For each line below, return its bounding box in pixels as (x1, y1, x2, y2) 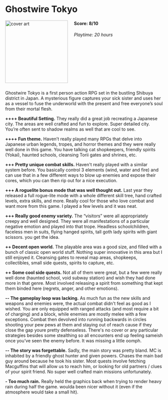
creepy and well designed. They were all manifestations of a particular (5, 218, 150, 224)
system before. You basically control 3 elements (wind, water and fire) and (5, 167, 159, 173)
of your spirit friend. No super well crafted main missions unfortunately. (5, 368, 152, 374)
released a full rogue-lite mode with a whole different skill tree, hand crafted (5, 192, 161, 198)
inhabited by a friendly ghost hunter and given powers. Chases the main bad (5, 352, 163, 358)
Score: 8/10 (74, 20, 98, 26)
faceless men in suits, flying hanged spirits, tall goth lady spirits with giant (5, 229, 157, 235)
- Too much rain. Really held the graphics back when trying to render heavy (5, 378, 161, 384)
